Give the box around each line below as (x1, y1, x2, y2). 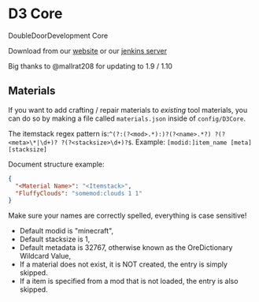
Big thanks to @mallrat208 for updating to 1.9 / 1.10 (8, 61, 173, 71)
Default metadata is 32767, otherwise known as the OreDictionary (19, 243, 233, 252)
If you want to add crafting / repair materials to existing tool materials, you (8, 105, 248, 114)
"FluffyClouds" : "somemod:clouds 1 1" (15, 189, 143, 197)
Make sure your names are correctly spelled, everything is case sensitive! (8, 211, 247, 221)
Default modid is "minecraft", (19, 226, 114, 236)
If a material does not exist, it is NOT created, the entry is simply (19, 259, 228, 269)
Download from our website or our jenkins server (8, 46, 168, 55)
